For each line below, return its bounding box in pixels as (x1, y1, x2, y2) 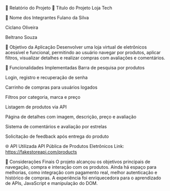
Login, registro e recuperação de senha (5, 74, 88, 81)
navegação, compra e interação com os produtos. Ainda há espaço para (5, 164, 156, 170)
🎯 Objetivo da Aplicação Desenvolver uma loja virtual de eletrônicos (5, 44, 147, 50)
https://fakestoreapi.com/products (5, 149, 77, 155)
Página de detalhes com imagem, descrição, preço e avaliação (5, 114, 137, 120)
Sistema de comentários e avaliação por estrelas (5, 124, 107, 129)
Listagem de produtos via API (5, 104, 67, 110)
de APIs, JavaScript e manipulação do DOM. (5, 180, 98, 186)
